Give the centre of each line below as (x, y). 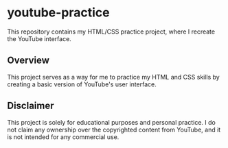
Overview (28, 61)
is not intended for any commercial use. (63, 137)
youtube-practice (58, 13)
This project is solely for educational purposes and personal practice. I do (112, 122)
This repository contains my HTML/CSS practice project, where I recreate (111, 32)
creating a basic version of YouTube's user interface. (82, 84)
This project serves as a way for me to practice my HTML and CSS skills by (113, 77)
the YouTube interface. (39, 38)
